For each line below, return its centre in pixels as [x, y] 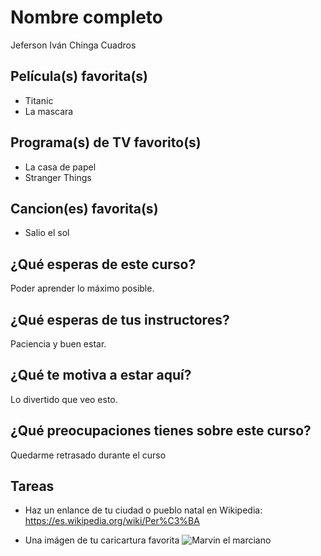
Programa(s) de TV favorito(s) [106, 142]
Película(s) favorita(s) [79, 76]
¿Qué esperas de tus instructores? [120, 319]
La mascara [49, 111]
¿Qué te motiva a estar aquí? [101, 375]
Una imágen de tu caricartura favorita [102, 540]
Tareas [32, 486]
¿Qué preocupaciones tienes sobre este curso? [161, 431]
